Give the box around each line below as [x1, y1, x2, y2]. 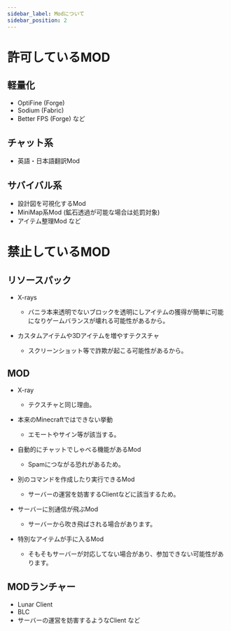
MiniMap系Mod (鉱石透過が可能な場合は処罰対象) [17, 208, 160, 216]
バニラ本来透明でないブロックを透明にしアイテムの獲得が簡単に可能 [27, 308, 224, 316]
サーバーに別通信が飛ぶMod [17, 505, 99, 513]
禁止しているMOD [7, 244, 111, 260]
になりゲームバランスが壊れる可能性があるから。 [27, 317, 169, 325]
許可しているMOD [7, 49, 111, 65]
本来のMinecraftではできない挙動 [17, 415, 113, 424]
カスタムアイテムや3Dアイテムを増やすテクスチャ [17, 332, 160, 340]
